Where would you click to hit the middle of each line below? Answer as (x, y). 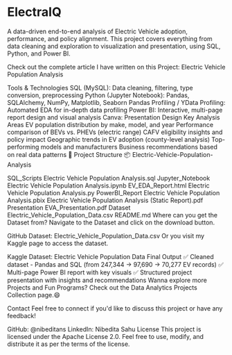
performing (23, 147)
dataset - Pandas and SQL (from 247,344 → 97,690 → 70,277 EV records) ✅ (115, 264)
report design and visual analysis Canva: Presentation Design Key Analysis (114, 117)
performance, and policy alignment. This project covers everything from (110, 38)
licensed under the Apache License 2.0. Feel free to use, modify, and (106, 336)
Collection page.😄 (34, 295)
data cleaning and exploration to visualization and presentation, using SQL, (114, 46)
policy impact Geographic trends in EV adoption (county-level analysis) (108, 139)
